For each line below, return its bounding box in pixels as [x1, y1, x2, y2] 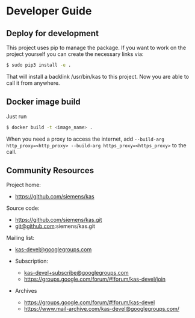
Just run [6, 112, 27, 120]
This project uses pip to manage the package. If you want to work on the [6, 44, 187, 51]
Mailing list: [6, 234, 35, 242]
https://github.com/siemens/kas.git [14, 216, 102, 224]
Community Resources [6, 165, 94, 176]
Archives [14, 287, 37, 295]
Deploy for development [6, 28, 99, 38]
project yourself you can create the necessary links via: [6, 50, 144, 58]
